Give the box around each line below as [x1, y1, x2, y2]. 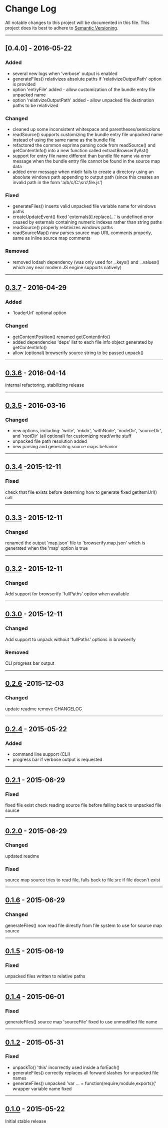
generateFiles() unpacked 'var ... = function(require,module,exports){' [12, 1080, 156, 1086]
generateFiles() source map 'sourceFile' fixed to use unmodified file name [5, 1019, 157, 1025]
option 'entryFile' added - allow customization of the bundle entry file [12, 86, 155, 93]
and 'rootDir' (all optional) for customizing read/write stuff [12, 433, 131, 439]
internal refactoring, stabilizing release [5, 382, 84, 388]
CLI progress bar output [5, 660, 54, 666]
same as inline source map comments [12, 235, 91, 241]
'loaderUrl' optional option [12, 310, 66, 316]
